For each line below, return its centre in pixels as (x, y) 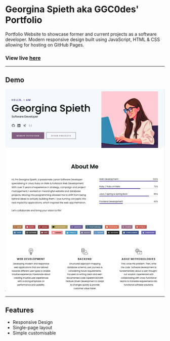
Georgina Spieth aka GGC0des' (72, 9)
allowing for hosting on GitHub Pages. (45, 45)
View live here (23, 58)
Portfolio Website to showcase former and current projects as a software (81, 34)
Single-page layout (32, 328)
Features (19, 310)
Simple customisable (34, 333)
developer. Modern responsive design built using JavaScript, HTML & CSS (83, 39)
